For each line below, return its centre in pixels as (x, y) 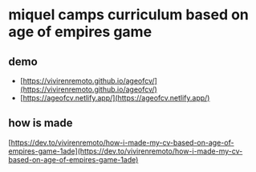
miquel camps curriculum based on (128, 15)
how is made (41, 123)
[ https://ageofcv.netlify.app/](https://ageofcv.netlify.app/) (115, 98)
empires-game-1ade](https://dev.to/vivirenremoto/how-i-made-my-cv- (126, 151)
